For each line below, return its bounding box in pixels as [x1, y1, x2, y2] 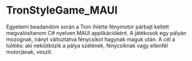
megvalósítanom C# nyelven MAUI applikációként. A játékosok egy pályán [6, 29, 187, 36]
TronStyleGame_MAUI [6, 4, 118, 17]
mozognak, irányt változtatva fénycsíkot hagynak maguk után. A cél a [6, 36, 175, 43]
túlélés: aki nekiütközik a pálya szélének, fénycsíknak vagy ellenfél [6, 42, 168, 49]
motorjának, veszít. [6, 48, 53, 55]
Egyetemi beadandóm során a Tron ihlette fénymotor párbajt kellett [6, 23, 170, 30]
